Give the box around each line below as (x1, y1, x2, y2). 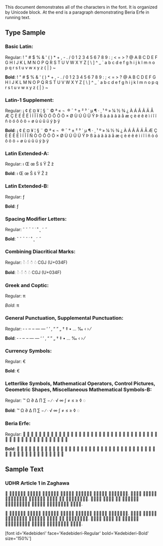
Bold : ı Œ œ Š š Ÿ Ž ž (5, 171, 48, 176)
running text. (5, 15, 31, 20)
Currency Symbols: (5, 347, 52, 354)
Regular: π (5, 293, 26, 299)
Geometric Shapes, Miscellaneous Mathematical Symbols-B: (5, 386, 152, 393)
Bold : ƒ (5, 203, 18, 209)
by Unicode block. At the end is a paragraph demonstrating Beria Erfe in (5, 9, 149, 15)
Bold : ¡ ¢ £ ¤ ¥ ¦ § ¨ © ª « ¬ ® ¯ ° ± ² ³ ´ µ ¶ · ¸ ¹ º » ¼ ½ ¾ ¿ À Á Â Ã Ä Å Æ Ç (5, 127, 157, 133)
